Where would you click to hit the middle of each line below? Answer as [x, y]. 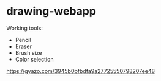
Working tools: [24, 28]
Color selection [34, 59]
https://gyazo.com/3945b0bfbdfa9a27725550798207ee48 [80, 71]
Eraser [24, 46]
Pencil [23, 40]
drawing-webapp [51, 11]
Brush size [28, 52]
